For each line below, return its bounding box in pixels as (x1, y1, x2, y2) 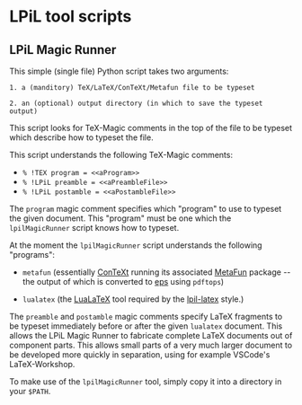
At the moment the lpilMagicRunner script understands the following (9, 240, 262, 251)
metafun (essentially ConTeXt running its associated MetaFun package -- (22, 267, 291, 277)
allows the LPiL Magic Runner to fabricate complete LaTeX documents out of (9, 330, 293, 340)
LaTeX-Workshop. (9, 359, 75, 369)
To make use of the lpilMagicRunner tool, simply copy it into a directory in (9, 376, 282, 387)
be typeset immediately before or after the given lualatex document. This (9, 321, 283, 331)
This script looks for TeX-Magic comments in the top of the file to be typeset (9, 123, 293, 133)
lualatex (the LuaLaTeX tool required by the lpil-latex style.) (22, 294, 244, 304)
